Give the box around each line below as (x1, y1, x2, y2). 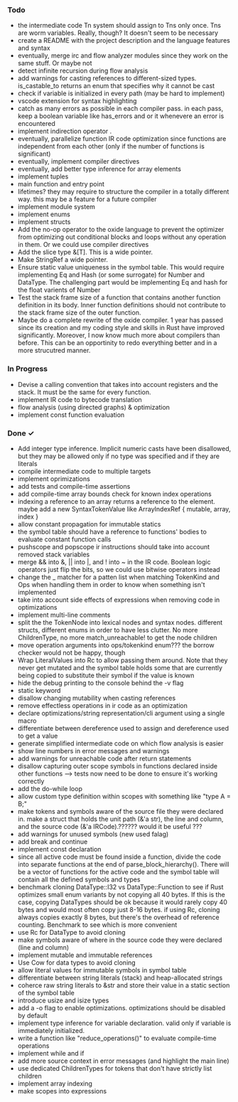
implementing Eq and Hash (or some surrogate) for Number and (17, 270, 205, 279)
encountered (17, 120, 55, 128)
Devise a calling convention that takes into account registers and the (17, 380, 219, 388)
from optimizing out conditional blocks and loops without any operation (17, 233, 227, 241)
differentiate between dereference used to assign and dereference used (17, 724, 229, 732)
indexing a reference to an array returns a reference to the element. (17, 497, 215, 506)
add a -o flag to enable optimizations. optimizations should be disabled (17, 1003, 226, 1012)
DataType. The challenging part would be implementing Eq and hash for (17, 278, 228, 287)
